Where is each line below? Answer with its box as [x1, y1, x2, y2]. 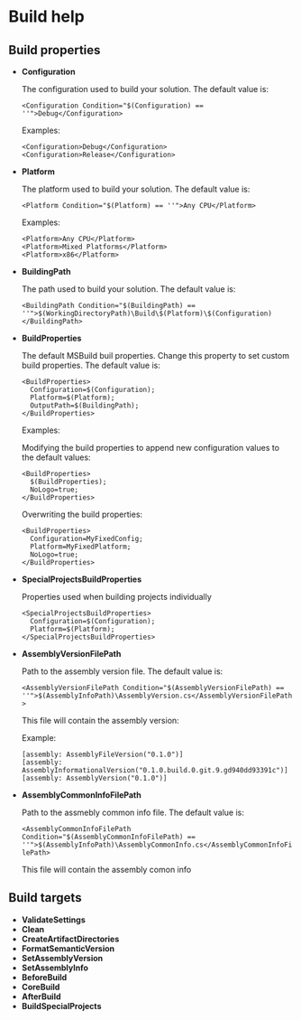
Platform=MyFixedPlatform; [30, 542, 132, 551]
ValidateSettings [21, 914, 87, 925]
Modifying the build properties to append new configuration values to [21, 443, 280, 453]
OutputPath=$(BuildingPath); [30, 401, 140, 410]
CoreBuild [21, 981, 60, 992]
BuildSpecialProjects [21, 1000, 102, 1011]
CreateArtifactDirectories [21, 933, 120, 944]
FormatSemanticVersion [21, 942, 115, 954]
